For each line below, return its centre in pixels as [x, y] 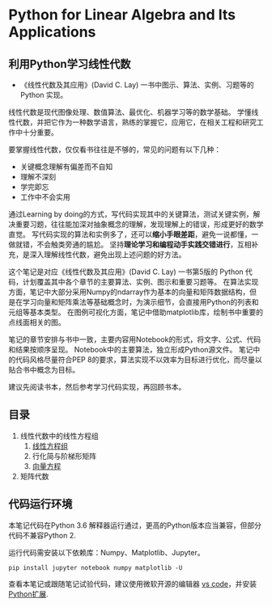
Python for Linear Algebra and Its [122, 15]
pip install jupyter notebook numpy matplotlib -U [96, 567]
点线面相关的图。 [37, 322]
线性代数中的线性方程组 [59, 436]
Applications [52, 32]
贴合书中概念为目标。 [44, 370]
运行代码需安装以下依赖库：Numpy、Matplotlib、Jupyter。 [106, 552]
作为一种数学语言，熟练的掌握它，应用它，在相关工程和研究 [157, 122]
